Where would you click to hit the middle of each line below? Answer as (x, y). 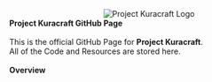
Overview (27, 70)
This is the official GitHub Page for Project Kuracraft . (106, 42)
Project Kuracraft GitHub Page (66, 23)
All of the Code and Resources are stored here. (95, 51)
